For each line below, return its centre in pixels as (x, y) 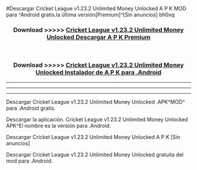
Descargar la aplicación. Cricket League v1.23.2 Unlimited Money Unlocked (97, 119)
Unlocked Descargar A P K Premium (98, 37)
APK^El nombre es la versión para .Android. (59, 125)
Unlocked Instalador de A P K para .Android (98, 73)
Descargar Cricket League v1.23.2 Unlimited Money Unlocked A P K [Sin (93, 137)
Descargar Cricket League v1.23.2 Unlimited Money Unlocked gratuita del (95, 154)
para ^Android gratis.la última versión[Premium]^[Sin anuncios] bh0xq (90, 15)
